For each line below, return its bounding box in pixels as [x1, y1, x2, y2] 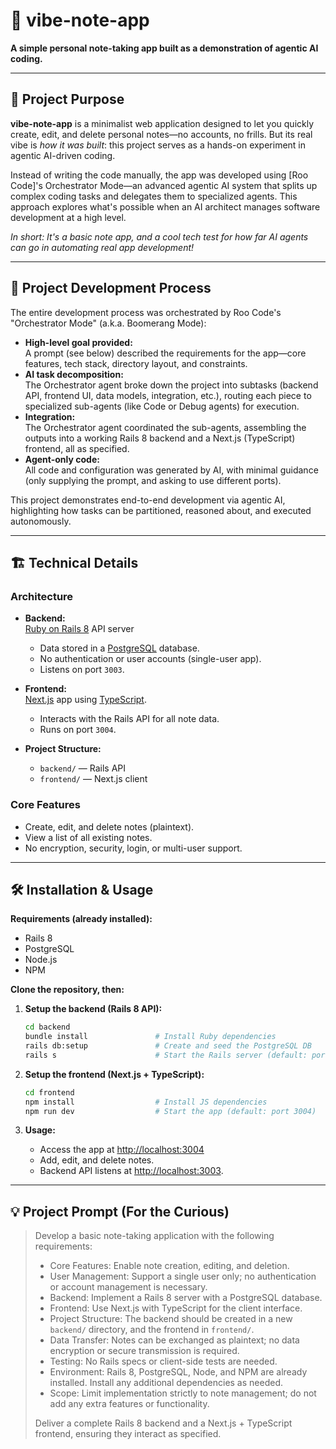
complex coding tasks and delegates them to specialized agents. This [10, 190, 298, 202]
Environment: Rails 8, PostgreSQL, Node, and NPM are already [49, 1366, 308, 1378]
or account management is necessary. [49, 1281, 208, 1293]
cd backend [24, 1022, 71, 1033]
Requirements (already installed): [10, 913, 153, 925]
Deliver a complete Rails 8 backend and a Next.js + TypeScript [34, 1417, 293, 1429]
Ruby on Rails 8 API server [24, 623, 135, 635]
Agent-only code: [24, 453, 100, 465]
